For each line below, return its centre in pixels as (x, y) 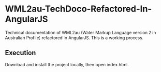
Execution (21, 53)
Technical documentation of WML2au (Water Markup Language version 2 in (80, 32)
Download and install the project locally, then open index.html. (67, 64)
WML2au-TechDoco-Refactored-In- (79, 9)
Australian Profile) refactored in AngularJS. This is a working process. (74, 38)
